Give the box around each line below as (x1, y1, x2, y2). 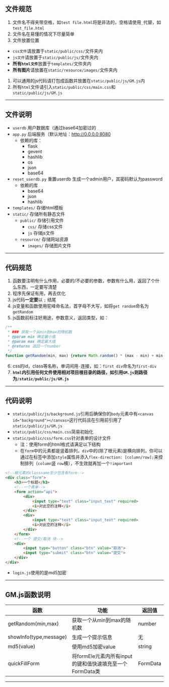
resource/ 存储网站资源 (20, 236, 68, 242)
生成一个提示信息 (71, 633, 112, 640)
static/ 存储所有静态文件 (12, 211, 65, 217)
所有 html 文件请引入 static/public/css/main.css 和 (12, 84, 116, 90)
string (138, 643, 152, 650)
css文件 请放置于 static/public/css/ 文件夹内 (12, 48, 103, 54)
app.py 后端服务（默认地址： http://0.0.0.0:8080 (12, 131, 111, 137)
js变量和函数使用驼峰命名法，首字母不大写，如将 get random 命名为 (12, 303, 149, 309)
